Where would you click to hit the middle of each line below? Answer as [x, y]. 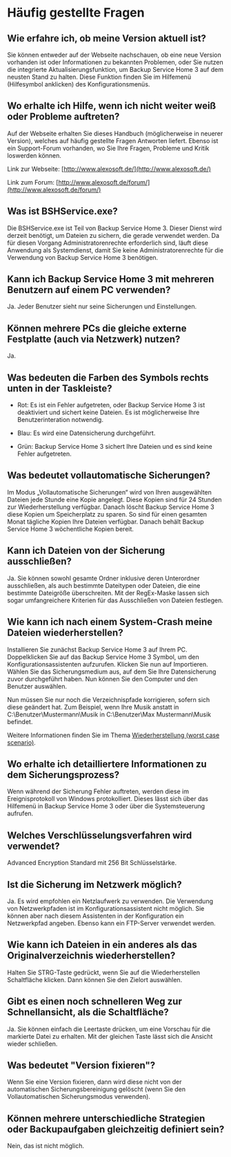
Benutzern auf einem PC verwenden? [89, 290]
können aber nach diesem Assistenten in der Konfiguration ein [96, 916]
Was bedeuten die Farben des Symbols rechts [108, 377]
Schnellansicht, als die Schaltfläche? [88, 1012]
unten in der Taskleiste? [60, 388]
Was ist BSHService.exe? [63, 211]
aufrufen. [20, 813]
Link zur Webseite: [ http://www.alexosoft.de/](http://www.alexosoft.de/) [109, 169]
